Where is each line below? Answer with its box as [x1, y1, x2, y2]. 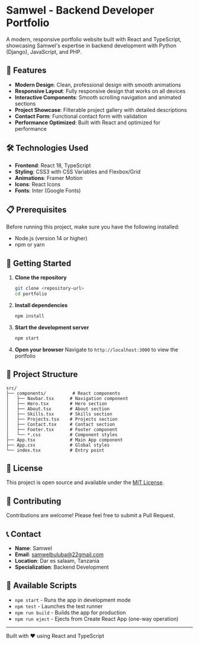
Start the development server [14, 324, 89, 331]
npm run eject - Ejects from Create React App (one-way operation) [14, 615, 179, 622]
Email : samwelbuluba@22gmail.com [14, 551, 104, 558]
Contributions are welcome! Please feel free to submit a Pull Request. [6, 512, 175, 519]
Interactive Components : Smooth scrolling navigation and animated [14, 93, 182, 101]
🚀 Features [6, 66, 47, 76]
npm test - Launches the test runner [14, 602, 103, 609]
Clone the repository [14, 274, 67, 281]
